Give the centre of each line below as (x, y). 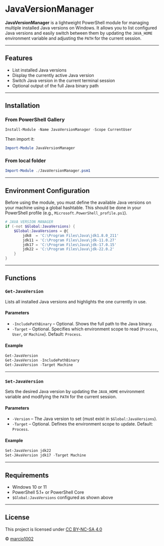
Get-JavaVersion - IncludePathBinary (42, 360)
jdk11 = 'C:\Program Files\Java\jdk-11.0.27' (70, 240)
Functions (21, 278)
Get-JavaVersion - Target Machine (39, 365)
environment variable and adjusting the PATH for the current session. (73, 38)
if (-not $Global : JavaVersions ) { (40, 226)
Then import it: (20, 139)
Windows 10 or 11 (30, 487)
